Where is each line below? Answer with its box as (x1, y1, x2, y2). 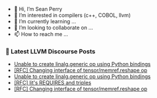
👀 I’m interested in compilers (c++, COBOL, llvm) (13, 12, 131, 19)
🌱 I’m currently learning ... (13, 18, 76, 24)
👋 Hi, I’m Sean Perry (13, 6, 62, 12)
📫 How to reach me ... (13, 31, 68, 37)
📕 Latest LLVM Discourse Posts (5, 47, 96, 55)
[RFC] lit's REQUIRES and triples (13, 79, 92, 86)
